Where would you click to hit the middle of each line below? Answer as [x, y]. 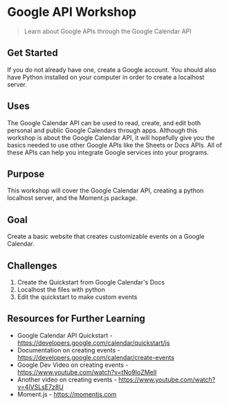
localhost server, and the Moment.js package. [72, 198]
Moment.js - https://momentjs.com [67, 394]
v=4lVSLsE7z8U [40, 387]
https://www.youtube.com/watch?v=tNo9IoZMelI [87, 372]
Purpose [26, 174]
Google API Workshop [72, 12]
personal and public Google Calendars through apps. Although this [102, 130]
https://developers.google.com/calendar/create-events [96, 357]
